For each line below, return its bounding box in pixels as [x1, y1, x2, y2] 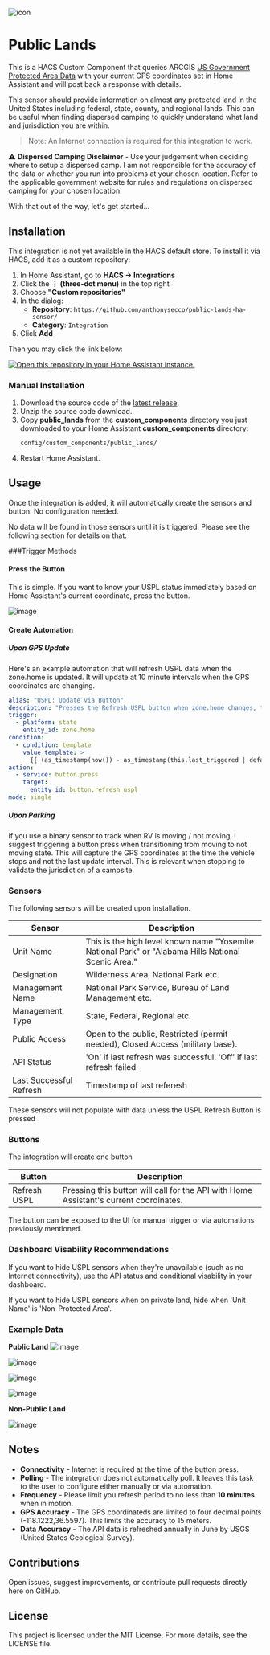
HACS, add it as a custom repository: [8, 254, 131, 264]
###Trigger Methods [8, 546, 78, 555]
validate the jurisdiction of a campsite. [8, 865, 135, 875]
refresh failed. [85, 1062, 139, 1073]
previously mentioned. [8, 1224, 83, 1234]
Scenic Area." [85, 957, 138, 968]
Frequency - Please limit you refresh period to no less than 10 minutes [19, 1489, 256, 1499]
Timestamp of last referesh [85, 1079, 187, 1091]
